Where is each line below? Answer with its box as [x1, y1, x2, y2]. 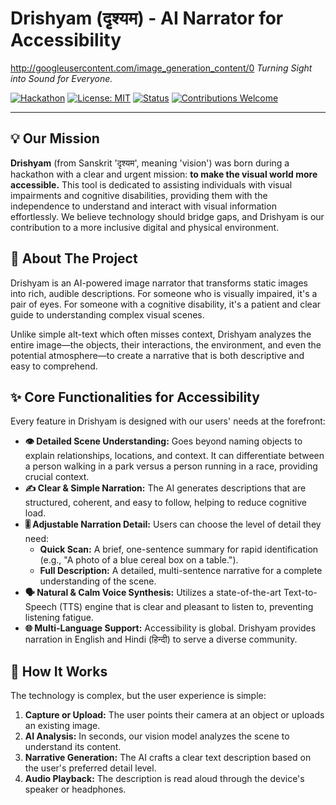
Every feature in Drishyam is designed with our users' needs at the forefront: [10, 415, 326, 427]
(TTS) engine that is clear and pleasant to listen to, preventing [58, 601, 314, 613]
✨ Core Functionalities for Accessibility [10, 388, 260, 406]
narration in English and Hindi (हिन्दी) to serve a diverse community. [24, 633, 298, 646]
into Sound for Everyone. [10, 72, 113, 84]
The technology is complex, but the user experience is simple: [10, 690, 267, 702]
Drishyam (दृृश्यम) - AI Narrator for [10, 7, 284, 30]
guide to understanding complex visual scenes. [10, 308, 205, 321]
